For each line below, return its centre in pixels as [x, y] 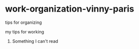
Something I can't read [35, 41]
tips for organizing [23, 22]
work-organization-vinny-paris [70, 9]
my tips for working [25, 32]
